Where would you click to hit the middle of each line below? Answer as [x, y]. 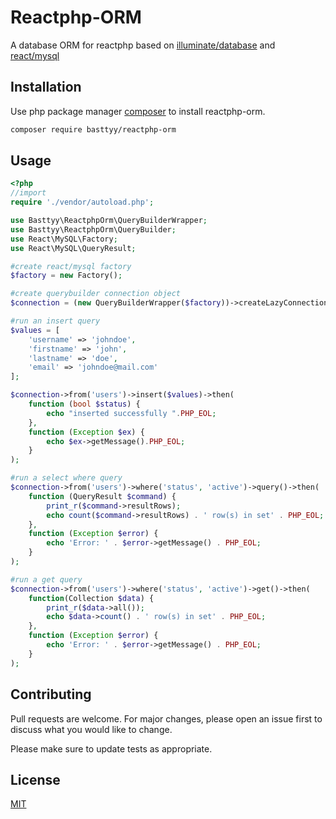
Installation [46, 87]
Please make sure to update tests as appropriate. [111, 748]
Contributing [51, 694]
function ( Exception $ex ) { [86, 432]
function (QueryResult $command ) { [102, 496]
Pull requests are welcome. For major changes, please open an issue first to [166, 718]
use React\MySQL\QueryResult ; [73, 248]
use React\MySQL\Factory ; [64, 239]
